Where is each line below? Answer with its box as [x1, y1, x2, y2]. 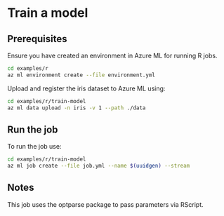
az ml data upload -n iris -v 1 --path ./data [7, 104, 146, 112]
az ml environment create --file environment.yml [7, 72, 156, 79]
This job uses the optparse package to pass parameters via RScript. [7, 200, 204, 208]
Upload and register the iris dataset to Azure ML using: [7, 84, 166, 93]
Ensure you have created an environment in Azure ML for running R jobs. [7, 51, 218, 60]
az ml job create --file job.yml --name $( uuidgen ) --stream [7, 163, 190, 170]
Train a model [7, 5, 88, 21]
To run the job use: [7, 142, 62, 151]
